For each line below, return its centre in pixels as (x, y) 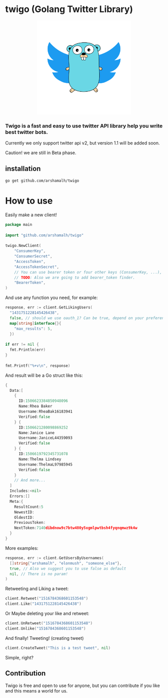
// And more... (30, 480)
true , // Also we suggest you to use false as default (68, 569)
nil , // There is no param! (39, 574)
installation (23, 168)
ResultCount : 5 (29, 507)
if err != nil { (22, 345)
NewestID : (24, 512)
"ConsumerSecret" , (33, 256)
